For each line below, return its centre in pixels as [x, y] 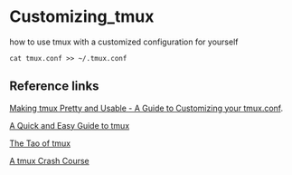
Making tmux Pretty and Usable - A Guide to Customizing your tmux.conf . [146, 108]
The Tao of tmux [40, 143]
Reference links [54, 87]
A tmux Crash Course [49, 160]
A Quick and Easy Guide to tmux [70, 125]
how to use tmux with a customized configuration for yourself [124, 42]
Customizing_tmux [82, 17]
